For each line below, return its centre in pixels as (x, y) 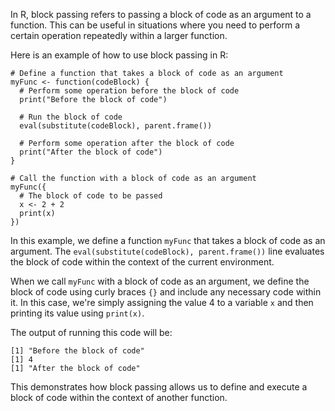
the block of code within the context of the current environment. (142, 262)
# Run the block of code (71, 117)
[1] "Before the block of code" (77, 351)
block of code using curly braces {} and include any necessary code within (166, 292)
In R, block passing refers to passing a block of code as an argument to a (161, 14)
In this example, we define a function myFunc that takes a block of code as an (168, 240)
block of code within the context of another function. (119, 397)
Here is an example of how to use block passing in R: (119, 55)
